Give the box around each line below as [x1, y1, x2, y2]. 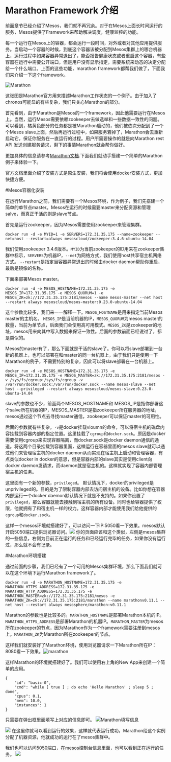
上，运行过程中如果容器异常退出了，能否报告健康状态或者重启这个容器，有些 [5, 52, 166, 59]
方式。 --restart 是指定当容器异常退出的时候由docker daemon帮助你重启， [5, 259, 163, 265]
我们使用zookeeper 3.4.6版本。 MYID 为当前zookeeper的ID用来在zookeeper [5, 246, 160, 252]
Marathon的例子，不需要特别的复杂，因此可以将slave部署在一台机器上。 [5, 358, 157, 364]
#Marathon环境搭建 [5, 552, 47, 559]
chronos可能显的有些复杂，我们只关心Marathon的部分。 [5, 99, 123, 105]
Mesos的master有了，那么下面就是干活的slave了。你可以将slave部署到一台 [5, 345, 163, 352]
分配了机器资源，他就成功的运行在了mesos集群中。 [5, 734, 113, 740]
